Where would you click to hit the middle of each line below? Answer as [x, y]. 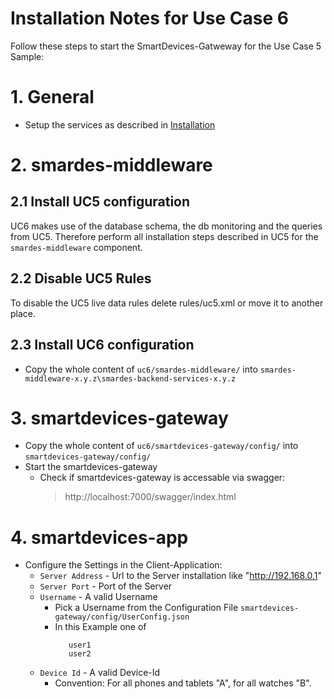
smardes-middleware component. [76, 247]
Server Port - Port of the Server [106, 586]
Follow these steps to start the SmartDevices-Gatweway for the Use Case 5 [166, 46]
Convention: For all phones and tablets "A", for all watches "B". [183, 683]
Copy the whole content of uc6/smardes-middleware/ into [141, 369]
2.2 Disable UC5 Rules [81, 278]
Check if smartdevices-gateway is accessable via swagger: [162, 478]
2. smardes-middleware [111, 165]
